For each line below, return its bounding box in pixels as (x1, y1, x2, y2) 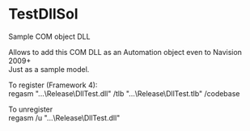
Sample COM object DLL (8, 32, 91, 41)
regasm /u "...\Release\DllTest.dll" (8, 112, 121, 122)
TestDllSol (8, 5, 78, 23)
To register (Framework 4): (8, 80, 98, 90)
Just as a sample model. (8, 64, 90, 74)
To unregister (8, 104, 53, 114)
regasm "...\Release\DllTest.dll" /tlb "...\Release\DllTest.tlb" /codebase (8, 88, 240, 98)
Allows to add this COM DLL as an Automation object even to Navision (8, 47, 243, 57)
